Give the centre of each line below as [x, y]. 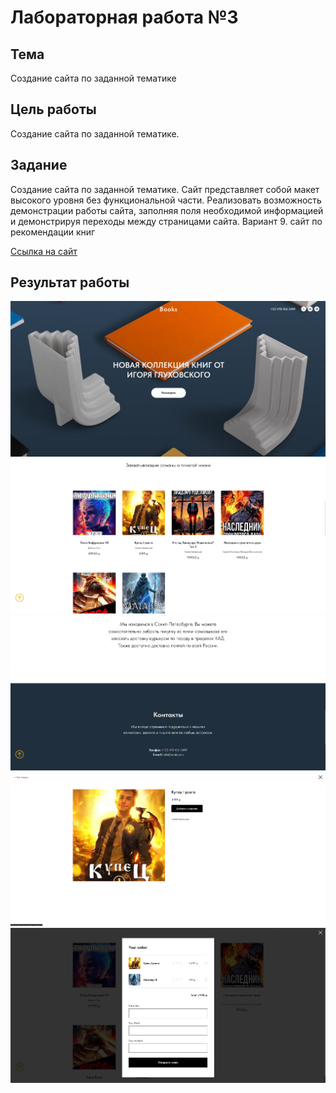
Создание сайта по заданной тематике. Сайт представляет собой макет [165, 189]
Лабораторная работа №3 [124, 17]
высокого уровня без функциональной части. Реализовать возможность [166, 200]
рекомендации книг [53, 232]
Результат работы [70, 282]
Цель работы [53, 109]
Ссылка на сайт [44, 251]
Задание [39, 165]
